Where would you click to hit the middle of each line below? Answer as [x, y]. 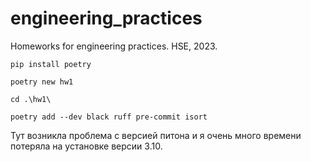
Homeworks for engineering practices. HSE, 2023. [114, 46]
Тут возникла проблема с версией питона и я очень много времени [156, 135]
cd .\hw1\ [31, 99]
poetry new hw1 [42, 82]
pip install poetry [51, 64]
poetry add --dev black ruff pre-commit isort [109, 117]
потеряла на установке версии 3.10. [86, 146]
